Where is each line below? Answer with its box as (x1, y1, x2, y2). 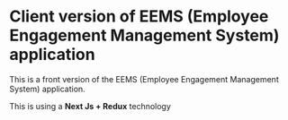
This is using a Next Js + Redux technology (9, 100, 171, 111)
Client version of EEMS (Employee (9, 6, 269, 27)
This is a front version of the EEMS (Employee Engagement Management (9, 73, 279, 84)
